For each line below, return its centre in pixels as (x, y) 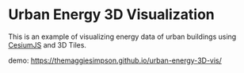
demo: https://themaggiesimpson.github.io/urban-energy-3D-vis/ (115, 60)
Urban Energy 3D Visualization (112, 15)
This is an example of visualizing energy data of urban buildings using (122, 36)
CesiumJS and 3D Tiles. (48, 44)
